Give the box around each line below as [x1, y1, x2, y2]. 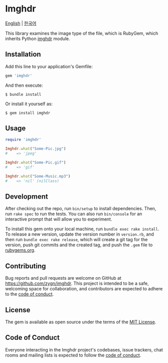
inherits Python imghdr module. [5, 36, 70, 42]
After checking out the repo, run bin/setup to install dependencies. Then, [5, 206, 156, 212]
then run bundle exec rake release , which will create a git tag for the [5, 237, 148, 243]
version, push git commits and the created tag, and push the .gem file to [5, 242, 153, 248]
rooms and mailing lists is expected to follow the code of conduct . [5, 352, 141, 358]
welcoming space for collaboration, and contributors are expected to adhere [5, 286, 163, 292]
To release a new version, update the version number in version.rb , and [5, 231, 154, 237]
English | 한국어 [5, 20, 37, 26]
